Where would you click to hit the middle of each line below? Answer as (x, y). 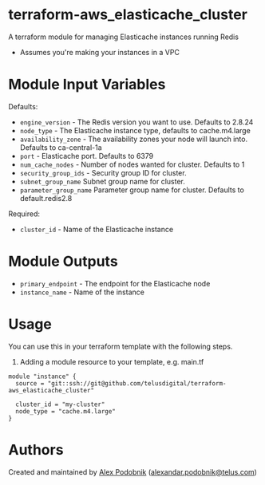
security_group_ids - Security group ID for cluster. (103, 172)
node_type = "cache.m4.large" (65, 411)
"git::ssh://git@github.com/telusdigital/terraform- (137, 383)
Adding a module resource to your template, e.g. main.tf (112, 361)
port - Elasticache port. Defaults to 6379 (87, 156)
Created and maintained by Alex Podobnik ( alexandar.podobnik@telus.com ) (133, 471)
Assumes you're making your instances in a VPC (99, 52)
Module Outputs (63, 262)
